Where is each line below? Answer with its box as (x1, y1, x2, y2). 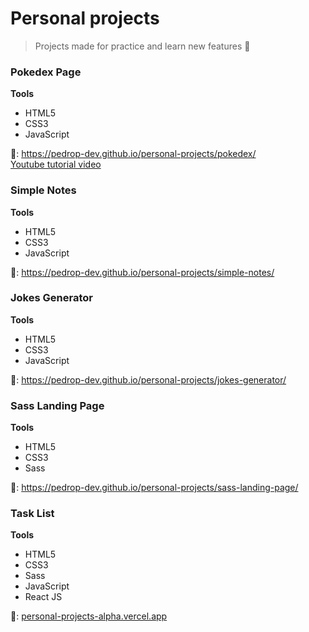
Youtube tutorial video (10, 158, 102, 171)
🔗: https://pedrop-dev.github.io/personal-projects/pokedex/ (10, 148, 257, 160)
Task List (10, 507, 55, 521)
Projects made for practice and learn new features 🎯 (34, 40, 251, 52)
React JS (24, 591, 63, 603)
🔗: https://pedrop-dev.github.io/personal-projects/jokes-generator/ (10, 373, 287, 386)
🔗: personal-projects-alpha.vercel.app (10, 610, 168, 622)
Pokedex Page (10, 65, 82, 79)
